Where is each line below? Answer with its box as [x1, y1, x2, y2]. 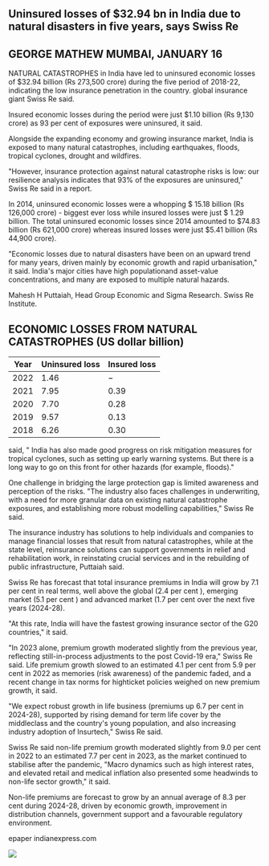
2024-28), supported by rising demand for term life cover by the [8, 710, 222, 720]
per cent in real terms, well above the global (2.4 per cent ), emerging [8, 586, 238, 596]
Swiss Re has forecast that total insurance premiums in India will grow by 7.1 [8, 578, 259, 588]
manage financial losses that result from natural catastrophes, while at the [8, 536, 254, 546]
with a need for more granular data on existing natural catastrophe [8, 495, 228, 505]
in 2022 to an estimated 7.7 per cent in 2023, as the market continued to [8, 751, 247, 761]
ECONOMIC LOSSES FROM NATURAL [8, 322, 198, 336]
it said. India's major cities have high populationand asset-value [8, 266, 218, 276]
